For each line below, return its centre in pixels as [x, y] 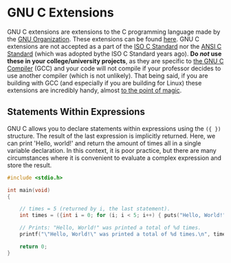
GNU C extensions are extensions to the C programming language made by [114, 32]
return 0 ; [34, 246]
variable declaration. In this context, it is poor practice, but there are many [112, 150]
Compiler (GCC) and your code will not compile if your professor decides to [114, 68]
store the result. [30, 165]
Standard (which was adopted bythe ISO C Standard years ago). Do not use [114, 54]
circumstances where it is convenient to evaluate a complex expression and [114, 158]
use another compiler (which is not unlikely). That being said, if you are [108, 75]
